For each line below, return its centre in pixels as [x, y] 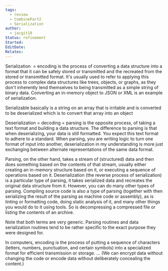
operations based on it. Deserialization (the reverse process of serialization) [83, 175]
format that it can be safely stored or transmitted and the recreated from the [83, 71]
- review [19, 15]
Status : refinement [26, 38]
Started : [14, 43]
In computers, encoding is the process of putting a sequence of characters [83, 242]
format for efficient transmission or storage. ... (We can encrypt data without [84, 253]
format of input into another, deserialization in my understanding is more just [84, 144]
